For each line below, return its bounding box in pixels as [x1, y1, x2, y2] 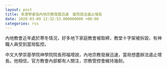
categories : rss [5, 21, 39, 26]
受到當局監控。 [18, 41, 49, 47]
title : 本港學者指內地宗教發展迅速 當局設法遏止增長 [5, 12, 102, 17]
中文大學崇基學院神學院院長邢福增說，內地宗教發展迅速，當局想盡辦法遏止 [5, 52, 158, 58]
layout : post [5, 7, 32, 12]
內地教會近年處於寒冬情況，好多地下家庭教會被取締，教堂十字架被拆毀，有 [5, 35, 158, 41]
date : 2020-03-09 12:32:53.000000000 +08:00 [5, 16, 99, 21]
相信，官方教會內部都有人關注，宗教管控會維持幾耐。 [18, 58, 127, 64]
